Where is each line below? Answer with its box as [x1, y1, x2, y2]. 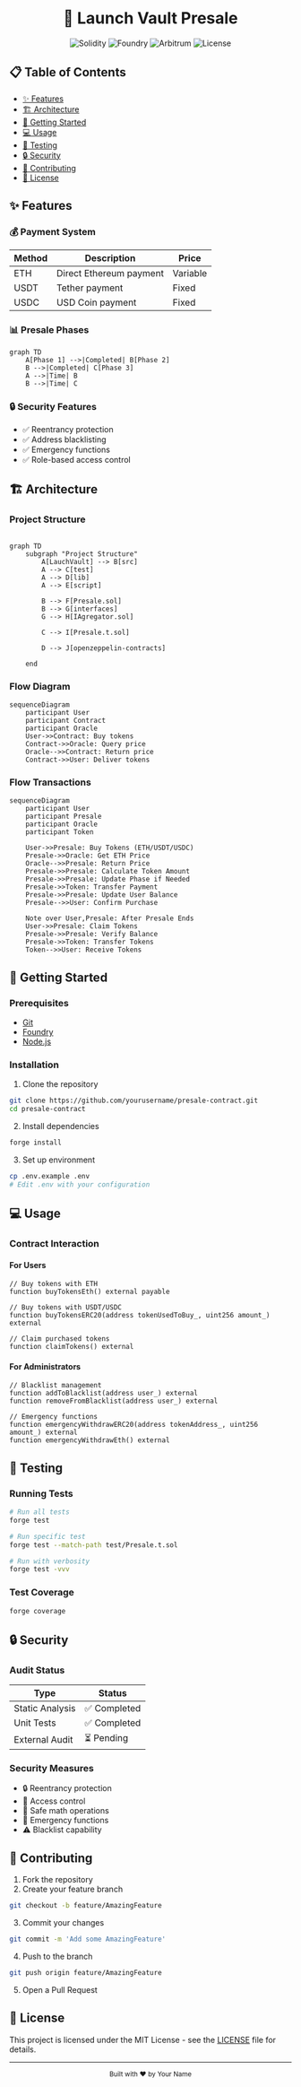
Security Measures [9, 1762, 94, 1775]
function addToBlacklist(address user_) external [9, 1389, 199, 1398]
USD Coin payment [56, 296, 137, 309]
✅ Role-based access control [21, 455, 132, 465]
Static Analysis [13, 1702, 76, 1715]
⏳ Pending [84, 1732, 129, 1744]
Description [84, 252, 136, 265]
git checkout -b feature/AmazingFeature [9, 1901, 163, 1910]
